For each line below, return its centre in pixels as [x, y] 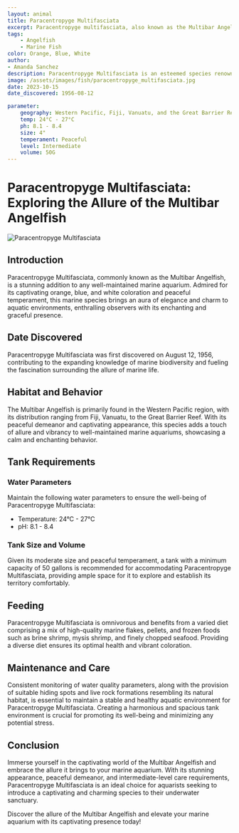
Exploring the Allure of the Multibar [113, 203]
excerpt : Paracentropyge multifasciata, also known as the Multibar [111, 27]
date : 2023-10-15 [33, 87]
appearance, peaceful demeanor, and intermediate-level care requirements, [118, 777]
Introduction [36, 260]
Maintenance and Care [59, 667]
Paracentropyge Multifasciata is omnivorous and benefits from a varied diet [118, 623]
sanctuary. [23, 800]
